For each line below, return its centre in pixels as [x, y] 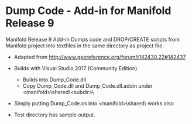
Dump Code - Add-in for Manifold [88, 11]
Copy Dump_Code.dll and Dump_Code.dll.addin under [88, 85]
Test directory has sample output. [54, 115]
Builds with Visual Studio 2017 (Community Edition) [76, 68]
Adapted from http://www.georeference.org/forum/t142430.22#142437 [100, 57]
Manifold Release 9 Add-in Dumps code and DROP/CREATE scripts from [92, 39]
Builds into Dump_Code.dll [54, 80]
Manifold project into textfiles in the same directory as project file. [85, 46]
